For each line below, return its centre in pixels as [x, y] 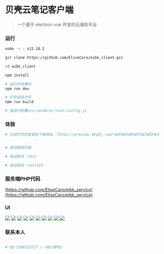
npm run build [20, 102]
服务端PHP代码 [23, 179]
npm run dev [17, 88]
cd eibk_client [20, 66]
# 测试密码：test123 [24, 166]
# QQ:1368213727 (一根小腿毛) [34, 247]
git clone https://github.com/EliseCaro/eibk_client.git [64, 58]
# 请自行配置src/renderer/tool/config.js [46, 111]
